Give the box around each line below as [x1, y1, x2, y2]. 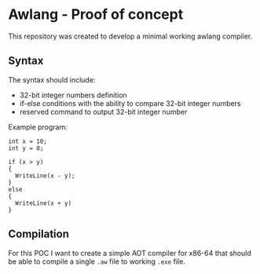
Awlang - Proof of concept [8, 5, 184, 24]
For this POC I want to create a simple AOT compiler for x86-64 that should [8, 248, 251, 258]
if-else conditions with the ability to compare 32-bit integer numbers [19, 98, 241, 108]
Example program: [8, 122, 68, 131]
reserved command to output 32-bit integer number [19, 107, 188, 116]
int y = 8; [8, 144, 44, 152]
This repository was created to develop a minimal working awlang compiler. [8, 31, 253, 41]
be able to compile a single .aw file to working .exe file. [8, 257, 186, 266]
